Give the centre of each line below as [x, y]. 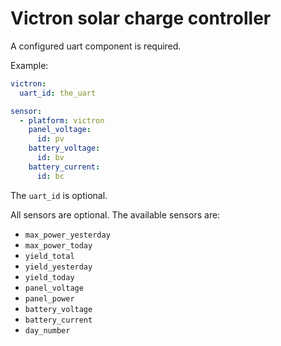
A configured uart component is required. [96, 46]
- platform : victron [62, 120]
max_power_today [58, 245]
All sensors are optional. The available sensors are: [115, 214]
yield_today [49, 277]
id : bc [50, 176]
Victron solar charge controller [141, 18]
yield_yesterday [58, 267]
